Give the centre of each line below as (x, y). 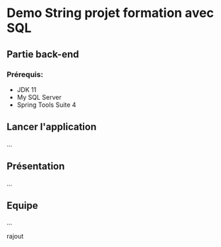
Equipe (22, 206)
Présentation (36, 167)
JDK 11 (27, 89)
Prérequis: (25, 74)
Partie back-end (43, 54)
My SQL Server (39, 97)
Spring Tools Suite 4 (46, 105)
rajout (15, 236)
